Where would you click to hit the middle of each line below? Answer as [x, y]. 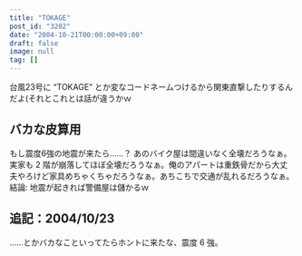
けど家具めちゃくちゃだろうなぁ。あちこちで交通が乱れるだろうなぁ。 [164, 176]
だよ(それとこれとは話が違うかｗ [71, 98]
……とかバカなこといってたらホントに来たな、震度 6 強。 [117, 242]
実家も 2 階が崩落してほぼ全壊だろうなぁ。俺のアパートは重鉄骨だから [141, 164]
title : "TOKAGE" [40, 18]
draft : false [34, 43]
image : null [32, 52]
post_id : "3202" [40, 26]
